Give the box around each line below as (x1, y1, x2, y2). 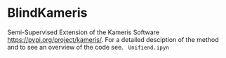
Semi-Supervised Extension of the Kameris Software (7, 28, 160, 36)
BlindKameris (7, 5, 88, 21)
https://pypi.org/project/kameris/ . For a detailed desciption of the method (7, 35, 219, 43)
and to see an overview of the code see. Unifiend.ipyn (7, 43, 170, 51)
